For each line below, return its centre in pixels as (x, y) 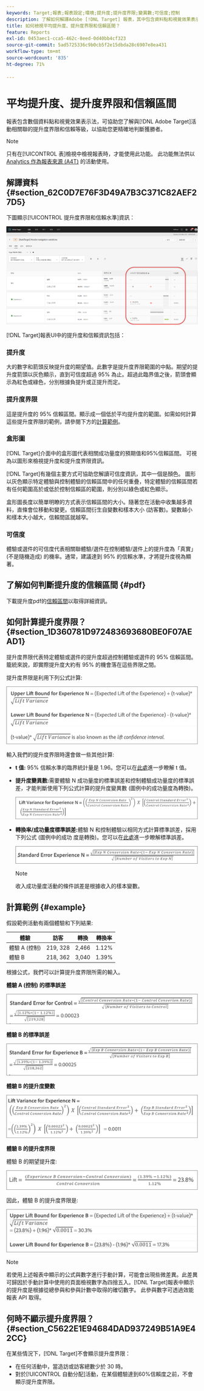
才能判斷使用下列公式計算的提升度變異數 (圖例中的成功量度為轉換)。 (111, 788)
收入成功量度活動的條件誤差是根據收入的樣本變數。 (79, 886)
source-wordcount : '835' (38, 58)
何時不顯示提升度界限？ (50, 1319)
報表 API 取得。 (25, 1298)
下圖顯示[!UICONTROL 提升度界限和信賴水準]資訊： (71, 218)
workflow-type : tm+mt (34, 52)
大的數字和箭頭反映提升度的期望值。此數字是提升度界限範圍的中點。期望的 (99, 367)
